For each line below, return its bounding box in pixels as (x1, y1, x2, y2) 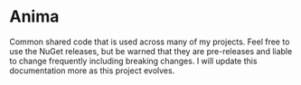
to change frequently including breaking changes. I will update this (9, 55, 258, 66)
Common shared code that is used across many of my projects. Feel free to (9, 36, 290, 47)
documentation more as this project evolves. (9, 65, 175, 76)
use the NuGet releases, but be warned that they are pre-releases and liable (9, 45, 293, 56)
